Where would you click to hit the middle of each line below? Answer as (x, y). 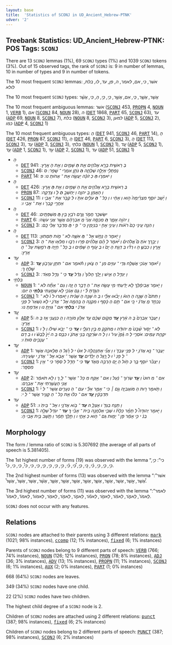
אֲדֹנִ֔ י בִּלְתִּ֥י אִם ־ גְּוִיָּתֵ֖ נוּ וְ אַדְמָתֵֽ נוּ (54, 307)
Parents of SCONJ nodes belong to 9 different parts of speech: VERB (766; (82, 550)
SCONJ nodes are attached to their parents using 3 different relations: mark (84, 535)
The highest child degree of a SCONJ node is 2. (54, 606)
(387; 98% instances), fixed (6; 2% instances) (56, 621)
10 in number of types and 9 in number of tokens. (58, 72)
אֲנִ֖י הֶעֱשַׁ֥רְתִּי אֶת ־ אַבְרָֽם (45, 384)
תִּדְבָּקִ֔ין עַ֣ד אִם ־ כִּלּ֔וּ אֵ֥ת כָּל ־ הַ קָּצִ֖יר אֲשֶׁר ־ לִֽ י (65, 394)
